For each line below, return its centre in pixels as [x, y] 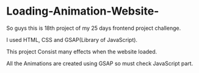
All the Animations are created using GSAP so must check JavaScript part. [100, 63]
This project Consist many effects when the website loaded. [82, 51]
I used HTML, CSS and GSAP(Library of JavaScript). [72, 40]
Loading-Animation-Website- [83, 11]
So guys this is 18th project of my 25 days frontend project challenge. [94, 28]
